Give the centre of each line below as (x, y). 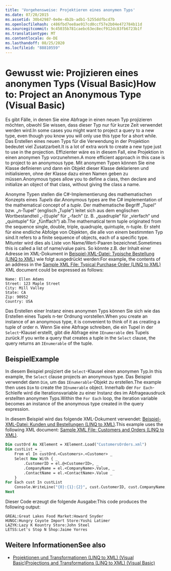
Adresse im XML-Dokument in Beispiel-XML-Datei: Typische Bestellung (80, 253)
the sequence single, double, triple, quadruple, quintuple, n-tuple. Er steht (83, 226)
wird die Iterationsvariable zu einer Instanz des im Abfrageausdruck (95, 393)
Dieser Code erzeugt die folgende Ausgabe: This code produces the (76, 502)
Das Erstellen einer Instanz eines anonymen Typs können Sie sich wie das (83, 311)
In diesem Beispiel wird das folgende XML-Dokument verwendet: (73, 419)
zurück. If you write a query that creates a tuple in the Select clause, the (80, 338)
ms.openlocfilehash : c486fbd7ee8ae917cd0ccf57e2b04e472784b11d (74, 24)
